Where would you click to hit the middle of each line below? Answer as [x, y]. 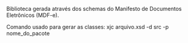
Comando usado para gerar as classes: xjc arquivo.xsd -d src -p [88, 27]
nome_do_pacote [28, 33]
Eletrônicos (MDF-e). [33, 15]
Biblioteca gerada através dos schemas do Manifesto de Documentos [94, 9]
